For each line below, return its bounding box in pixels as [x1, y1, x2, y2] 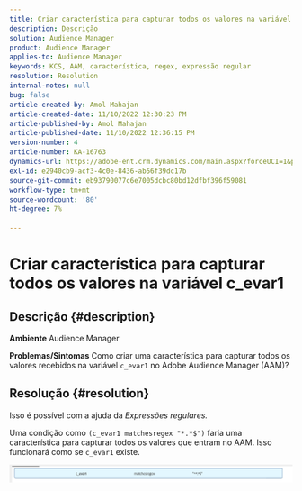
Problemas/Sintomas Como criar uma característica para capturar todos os [9, 350, 290, 360]
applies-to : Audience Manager [9, 52, 123, 62]
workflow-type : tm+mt [9, 186, 91, 195]
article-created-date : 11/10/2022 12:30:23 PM [9, 109, 187, 119]
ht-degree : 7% [9, 205, 63, 214]
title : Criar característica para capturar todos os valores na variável [9, 14, 292, 23]
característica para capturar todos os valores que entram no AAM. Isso [9, 437, 272, 448]
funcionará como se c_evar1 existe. [9, 446, 141, 457]
